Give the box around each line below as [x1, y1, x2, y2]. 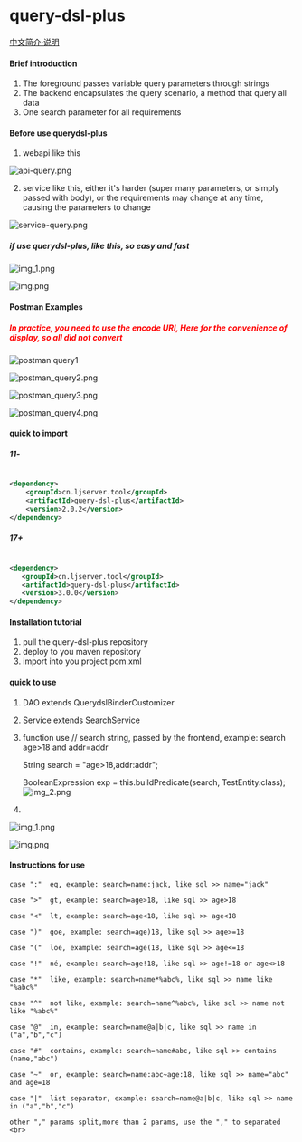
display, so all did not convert [9, 331, 123, 342]
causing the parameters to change [22, 202, 151, 213]
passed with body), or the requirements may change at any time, [22, 192, 264, 204]
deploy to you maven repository [22, 647, 142, 657]
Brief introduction [9, 58, 78, 69]
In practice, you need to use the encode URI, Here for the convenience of [9, 322, 288, 333]
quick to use [9, 677, 57, 687]
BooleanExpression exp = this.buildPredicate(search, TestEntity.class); [22, 776, 287, 788]
